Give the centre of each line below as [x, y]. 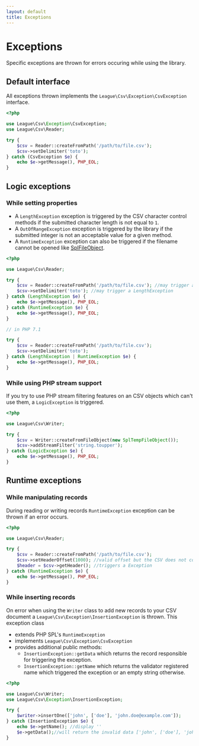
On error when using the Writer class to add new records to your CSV [91, 610]
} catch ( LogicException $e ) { [45, 451]
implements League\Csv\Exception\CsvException [73, 641]
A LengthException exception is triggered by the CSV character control [101, 216]
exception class [25, 623]
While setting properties [42, 203]
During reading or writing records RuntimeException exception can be [90, 510]
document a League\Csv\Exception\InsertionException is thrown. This [92, 617]
